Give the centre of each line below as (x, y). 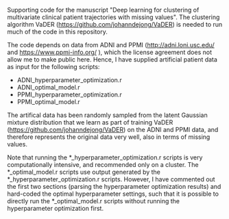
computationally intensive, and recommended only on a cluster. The (103, 165)
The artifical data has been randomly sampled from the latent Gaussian (107, 115)
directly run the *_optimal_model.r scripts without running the (94, 201)
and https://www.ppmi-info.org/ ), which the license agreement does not (110, 52)
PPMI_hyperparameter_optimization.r (69, 94)
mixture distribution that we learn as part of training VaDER (90, 122)
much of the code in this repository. (58, 31)
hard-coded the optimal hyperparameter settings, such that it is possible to (113, 194)
